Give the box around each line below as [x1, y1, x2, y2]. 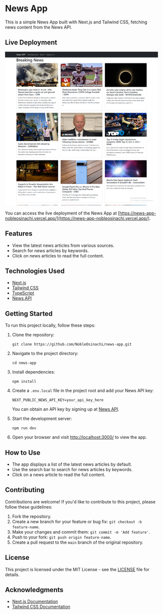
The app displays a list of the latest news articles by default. [12, 461, 132, 467]
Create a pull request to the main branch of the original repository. [12, 539, 144, 545]
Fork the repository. [12, 513, 52, 519]
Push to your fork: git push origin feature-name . [12, 534, 112, 540]
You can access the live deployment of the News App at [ [5, 210, 120, 216]
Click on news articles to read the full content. [12, 253, 104, 258]
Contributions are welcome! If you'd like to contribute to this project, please [5, 498, 156, 505]
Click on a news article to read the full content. [12, 472, 106, 477]
